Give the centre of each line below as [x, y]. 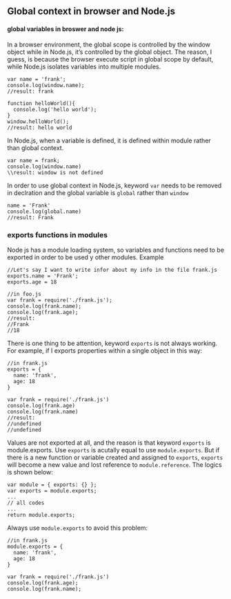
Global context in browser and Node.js [91, 11]
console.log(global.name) [44, 211]
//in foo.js [24, 294]
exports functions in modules [58, 234]
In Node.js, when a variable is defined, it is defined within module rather [109, 140]
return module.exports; [41, 515]
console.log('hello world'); [55, 109]
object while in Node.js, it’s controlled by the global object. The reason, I [110, 52]
